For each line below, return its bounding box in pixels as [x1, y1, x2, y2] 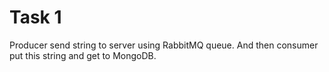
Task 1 [9, 6, 62, 29]
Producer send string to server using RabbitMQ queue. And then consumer [9, 39, 319, 51]
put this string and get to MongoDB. [9, 49, 157, 61]
